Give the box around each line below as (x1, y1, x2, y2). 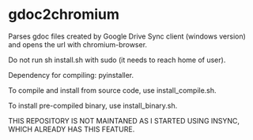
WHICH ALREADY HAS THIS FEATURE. (8, 124, 135, 134)
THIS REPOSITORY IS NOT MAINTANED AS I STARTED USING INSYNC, (8, 116, 240, 125)
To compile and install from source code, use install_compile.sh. (8, 85, 217, 95)
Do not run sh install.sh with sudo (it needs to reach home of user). (8, 55, 226, 64)
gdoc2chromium (8, 6, 120, 24)
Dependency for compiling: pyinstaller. (8, 70, 134, 79)
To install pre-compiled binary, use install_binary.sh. (8, 101, 178, 110)
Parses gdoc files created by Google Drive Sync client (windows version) (8, 31, 247, 41)
